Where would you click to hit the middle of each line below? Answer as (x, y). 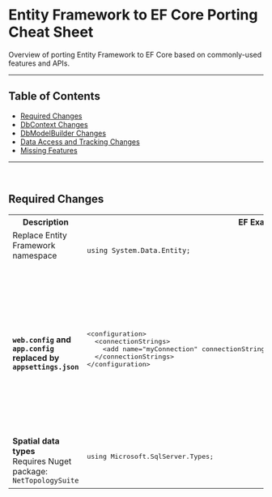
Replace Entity (40, 235)
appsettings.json (46, 367)
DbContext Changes (54, 124)
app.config (33, 349)
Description (46, 222)
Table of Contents (55, 96)
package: (30, 472)
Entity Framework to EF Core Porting (133, 15)
